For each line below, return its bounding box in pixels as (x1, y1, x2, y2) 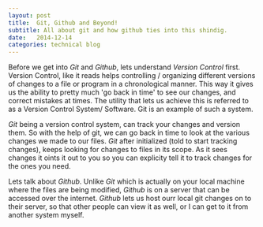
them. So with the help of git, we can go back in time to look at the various (8, 128, 250, 138)
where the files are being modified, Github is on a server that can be (8, 185, 231, 195)
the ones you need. (8, 162, 71, 171)
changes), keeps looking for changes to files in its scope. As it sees (8, 145, 227, 154)
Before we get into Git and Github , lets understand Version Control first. (8, 62, 241, 72)
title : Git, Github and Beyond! (8, 19, 118, 27)
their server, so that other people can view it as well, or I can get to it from (8, 202, 249, 211)
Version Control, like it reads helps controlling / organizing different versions (8, 71, 256, 80)
